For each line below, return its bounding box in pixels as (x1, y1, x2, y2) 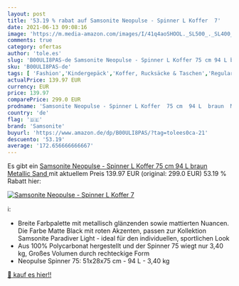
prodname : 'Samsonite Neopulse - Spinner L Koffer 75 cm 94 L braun (7, 103, 224, 110)
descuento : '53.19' (7, 136, 65, 143)
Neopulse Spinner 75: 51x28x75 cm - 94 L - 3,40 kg (17, 257, 170, 265)
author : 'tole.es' (7, 50, 62, 57)
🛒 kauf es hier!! (7, 270, 52, 279)
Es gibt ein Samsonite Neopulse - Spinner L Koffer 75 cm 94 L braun (7, 162, 208, 170)
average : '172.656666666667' (7, 143, 94, 150)
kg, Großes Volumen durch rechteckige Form (17, 249, 150, 258)
